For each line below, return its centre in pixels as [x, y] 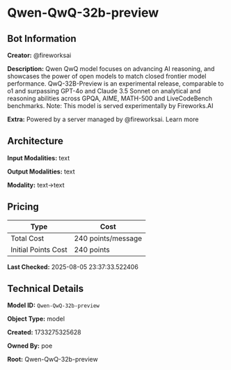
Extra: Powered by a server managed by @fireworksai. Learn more [103, 119]
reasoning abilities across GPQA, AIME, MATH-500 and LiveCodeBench [110, 98]
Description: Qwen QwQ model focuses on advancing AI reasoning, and [111, 69]
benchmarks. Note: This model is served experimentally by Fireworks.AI [110, 106]
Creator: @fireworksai [39, 55]
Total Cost [27, 238]
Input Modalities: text [39, 157]
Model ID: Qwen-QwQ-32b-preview [53, 305]
